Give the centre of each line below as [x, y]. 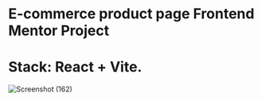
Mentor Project [59, 31]
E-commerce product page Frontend [131, 14]
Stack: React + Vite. [75, 67]
